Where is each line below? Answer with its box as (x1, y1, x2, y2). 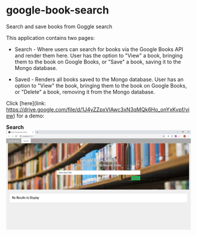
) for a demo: (13, 112, 45, 119)
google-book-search (6, 4, 110, 17)
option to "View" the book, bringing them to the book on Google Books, (14, 82, 187, 89)
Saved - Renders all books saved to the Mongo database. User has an (14, 76, 184, 83)
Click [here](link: (6, 99, 46, 106)
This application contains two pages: (6, 34, 95, 41)
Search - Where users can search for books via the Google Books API (14, 45, 184, 53)
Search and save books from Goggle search (6, 23, 113, 30)
